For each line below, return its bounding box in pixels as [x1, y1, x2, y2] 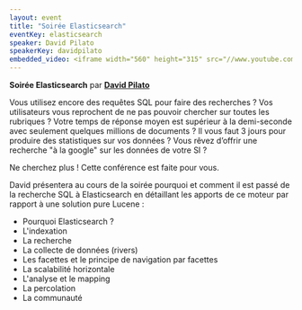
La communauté [22, 293, 83, 303]
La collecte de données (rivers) [22, 244, 138, 255]
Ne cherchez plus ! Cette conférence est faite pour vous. [9, 163, 220, 173]
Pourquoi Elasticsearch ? [22, 217, 114, 226]
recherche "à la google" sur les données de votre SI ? [9, 145, 208, 155]
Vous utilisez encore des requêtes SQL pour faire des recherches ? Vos [9, 97, 273, 108]
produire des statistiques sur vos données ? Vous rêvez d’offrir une [9, 136, 258, 146]
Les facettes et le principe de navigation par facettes [22, 254, 218, 265]
